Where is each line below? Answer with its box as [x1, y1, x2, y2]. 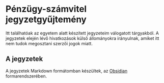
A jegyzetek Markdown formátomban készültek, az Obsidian [5, 68, 128, 74]
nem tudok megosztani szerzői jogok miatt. [5, 40, 93, 46]
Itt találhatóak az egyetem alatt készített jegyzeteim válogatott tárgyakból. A [5, 30, 159, 36]
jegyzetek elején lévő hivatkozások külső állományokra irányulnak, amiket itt [5, 35, 160, 41]
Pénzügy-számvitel [5, 3, 87, 15]
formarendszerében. [5, 73, 47, 79]
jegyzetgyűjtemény [5, 14, 87, 25]
